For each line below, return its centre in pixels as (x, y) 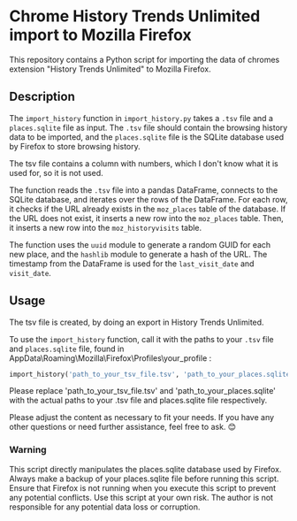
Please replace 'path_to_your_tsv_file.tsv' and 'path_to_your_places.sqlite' (143, 391)
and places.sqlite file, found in (67, 349)
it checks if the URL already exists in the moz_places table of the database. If (148, 209)
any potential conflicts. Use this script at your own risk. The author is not (141, 497)
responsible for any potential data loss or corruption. (105, 507)
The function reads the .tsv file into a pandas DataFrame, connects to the (144, 190)
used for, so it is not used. (56, 172)
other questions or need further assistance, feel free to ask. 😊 (123, 427)
